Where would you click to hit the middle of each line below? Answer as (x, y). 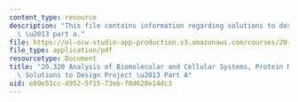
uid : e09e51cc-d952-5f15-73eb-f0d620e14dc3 (91, 83)
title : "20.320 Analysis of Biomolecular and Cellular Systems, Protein (146, 67)
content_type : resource (53, 17)
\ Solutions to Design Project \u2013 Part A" (105, 75)
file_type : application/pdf (61, 51)
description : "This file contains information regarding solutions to (142, 26)
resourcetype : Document (53, 59)
